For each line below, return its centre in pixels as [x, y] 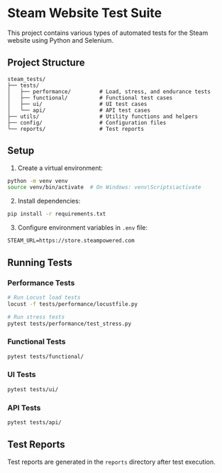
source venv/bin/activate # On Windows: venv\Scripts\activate [104, 187]
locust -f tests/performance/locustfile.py [73, 304]
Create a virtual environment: [60, 168]
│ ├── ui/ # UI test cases [77, 104]
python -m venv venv [38, 181]
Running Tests [40, 262]
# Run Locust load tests [44, 297]
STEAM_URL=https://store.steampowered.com [71, 241]
